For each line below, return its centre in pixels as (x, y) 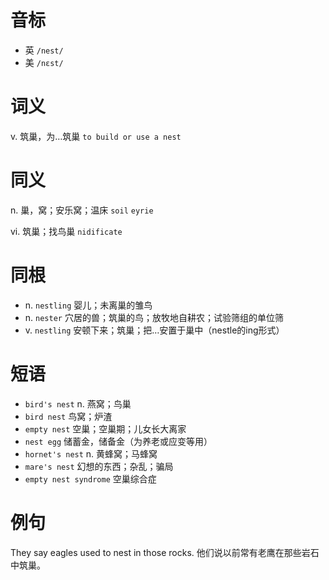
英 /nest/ (44, 50)
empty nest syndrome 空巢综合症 (90, 478)
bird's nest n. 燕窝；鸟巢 (78, 403)
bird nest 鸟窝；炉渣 (68, 416)
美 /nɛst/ (44, 62)
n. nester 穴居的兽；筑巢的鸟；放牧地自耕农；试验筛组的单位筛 (154, 317)
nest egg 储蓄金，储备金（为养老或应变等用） (118, 441)
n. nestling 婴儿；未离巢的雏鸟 (88, 305)
